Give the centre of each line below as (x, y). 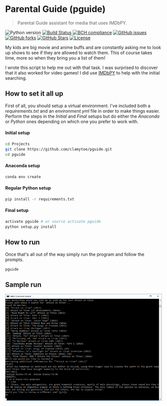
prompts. (14, 260)
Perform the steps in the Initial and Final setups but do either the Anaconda (83, 116)
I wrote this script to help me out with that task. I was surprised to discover (82, 68)
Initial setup (18, 133)
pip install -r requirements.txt (40, 199)
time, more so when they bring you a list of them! (55, 58)
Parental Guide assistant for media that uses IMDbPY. (72, 23)
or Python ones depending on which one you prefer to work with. (72, 121)
